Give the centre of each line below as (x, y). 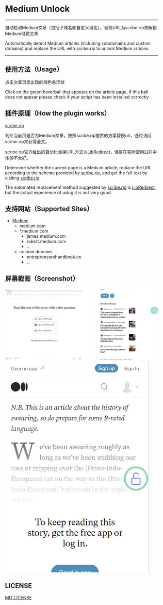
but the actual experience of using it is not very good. (58, 192)
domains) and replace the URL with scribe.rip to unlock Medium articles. (77, 48)
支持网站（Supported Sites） (49, 209)
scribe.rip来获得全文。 (27, 141)
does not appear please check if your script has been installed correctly (77, 97)
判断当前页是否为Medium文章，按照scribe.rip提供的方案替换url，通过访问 (78, 135)
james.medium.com (46, 236)
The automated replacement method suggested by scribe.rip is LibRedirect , (81, 187)
